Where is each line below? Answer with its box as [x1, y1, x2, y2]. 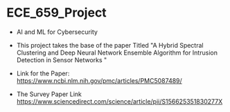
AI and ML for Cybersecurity [16, 28, 98, 36]
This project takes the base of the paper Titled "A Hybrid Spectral [16, 41, 204, 49]
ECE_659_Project [6, 5, 107, 21]
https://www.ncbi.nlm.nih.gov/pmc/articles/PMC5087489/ [16, 76, 183, 84]
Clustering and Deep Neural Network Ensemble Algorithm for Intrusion [16, 48, 218, 57]
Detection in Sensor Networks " [16, 55, 107, 64]
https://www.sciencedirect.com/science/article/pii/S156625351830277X [16, 97, 223, 105]
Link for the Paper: [16, 69, 70, 77]
